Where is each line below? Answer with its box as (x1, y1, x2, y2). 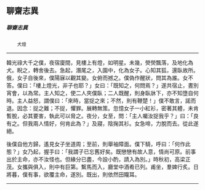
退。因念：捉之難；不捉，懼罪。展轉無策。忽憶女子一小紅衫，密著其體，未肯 (6, 105, 199, 112)
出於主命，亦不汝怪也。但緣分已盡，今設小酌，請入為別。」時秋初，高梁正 (6, 156, 191, 163)
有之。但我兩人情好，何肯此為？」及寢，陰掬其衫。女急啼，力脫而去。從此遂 (6, 120, 199, 127)
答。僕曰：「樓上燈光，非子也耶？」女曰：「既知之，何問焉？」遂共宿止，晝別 (6, 82, 199, 90)
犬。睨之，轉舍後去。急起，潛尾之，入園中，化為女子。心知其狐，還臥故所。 (6, 66, 199, 74)
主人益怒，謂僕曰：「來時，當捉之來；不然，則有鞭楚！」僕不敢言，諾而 (16, 97, 196, 105)
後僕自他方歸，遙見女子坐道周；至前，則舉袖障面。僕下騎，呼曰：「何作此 (6, 141, 191, 148)
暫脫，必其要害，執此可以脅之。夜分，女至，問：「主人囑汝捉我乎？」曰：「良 (6, 112, 199, 120)
